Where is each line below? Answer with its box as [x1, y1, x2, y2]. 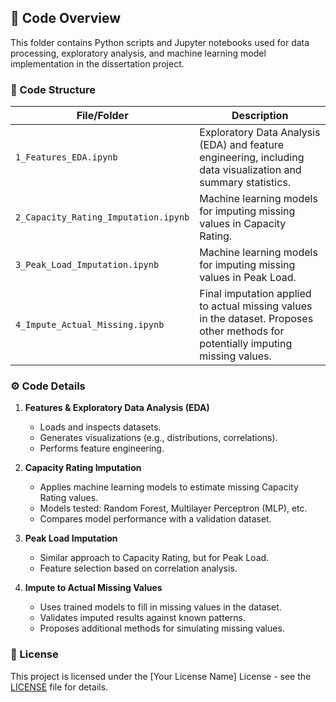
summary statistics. [199, 176, 292, 190]
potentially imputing [199, 337, 293, 351]
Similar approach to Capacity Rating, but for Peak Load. [39, 552, 270, 564]
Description [231, 109, 289, 123]
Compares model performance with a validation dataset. [39, 513, 272, 525]
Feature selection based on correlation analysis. [39, 562, 238, 575]
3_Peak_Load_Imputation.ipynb [15, 259, 160, 271]
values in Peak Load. [199, 271, 297, 285]
